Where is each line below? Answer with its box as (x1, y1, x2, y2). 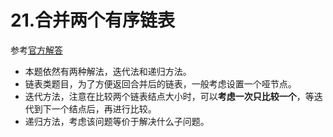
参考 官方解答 (10, 44, 63, 56)
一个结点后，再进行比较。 (51, 102, 157, 115)
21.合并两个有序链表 (10, 9, 176, 32)
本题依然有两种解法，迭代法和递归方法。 (24, 65, 192, 77)
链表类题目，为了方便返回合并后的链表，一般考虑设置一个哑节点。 (24, 77, 297, 90)
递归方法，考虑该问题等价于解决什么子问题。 (24, 115, 210, 127)
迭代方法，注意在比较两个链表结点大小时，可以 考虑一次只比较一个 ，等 (24, 90, 315, 102)
